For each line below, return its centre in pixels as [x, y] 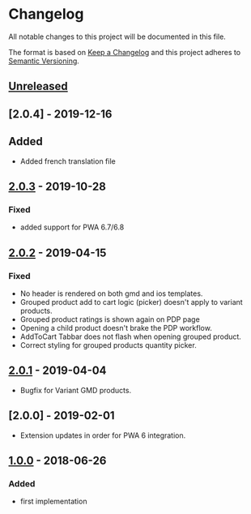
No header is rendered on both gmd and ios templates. [111, 293]
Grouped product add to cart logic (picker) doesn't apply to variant [131, 302]
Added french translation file [68, 161]
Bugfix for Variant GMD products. [76, 390]
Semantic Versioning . [44, 61]
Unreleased [38, 86]
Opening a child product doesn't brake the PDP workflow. [116, 328]
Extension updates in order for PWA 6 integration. [103, 435]
